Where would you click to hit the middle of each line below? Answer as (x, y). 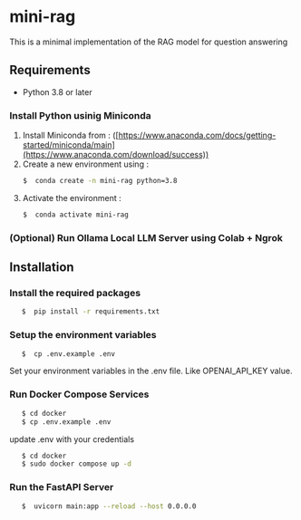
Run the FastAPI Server (62, 487)
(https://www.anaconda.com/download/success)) (116, 155)
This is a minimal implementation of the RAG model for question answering (149, 42)
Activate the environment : (72, 197)
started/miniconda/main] (68, 145)
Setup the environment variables (83, 335)
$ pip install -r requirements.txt (91, 312)
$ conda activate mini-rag (75, 215)
